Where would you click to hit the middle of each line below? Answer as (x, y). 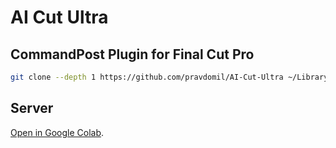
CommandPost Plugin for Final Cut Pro (132, 54)
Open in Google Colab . (57, 132)
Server (32, 108)
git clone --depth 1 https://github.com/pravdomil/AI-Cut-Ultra (147, 77)
